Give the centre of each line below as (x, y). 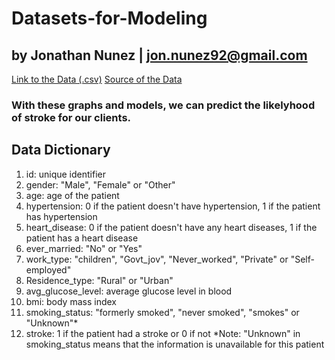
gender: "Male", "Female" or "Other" (100, 184)
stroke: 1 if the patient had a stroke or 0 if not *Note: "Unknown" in (163, 333)
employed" (48, 269)
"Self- (302, 259)
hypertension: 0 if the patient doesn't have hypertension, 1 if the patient (173, 206)
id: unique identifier (65, 174)
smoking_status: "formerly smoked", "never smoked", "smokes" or (162, 312)
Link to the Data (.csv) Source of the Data (97, 79)
